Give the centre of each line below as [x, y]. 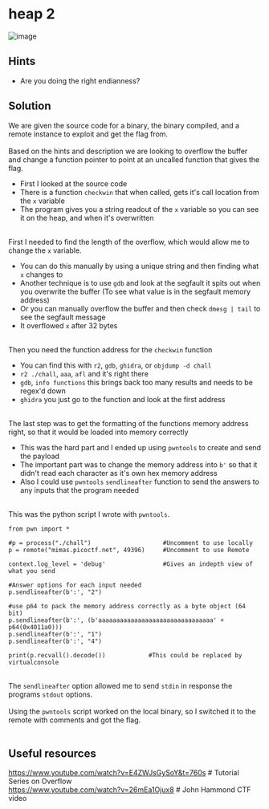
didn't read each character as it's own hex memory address [119, 473]
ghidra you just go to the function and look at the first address [122, 399]
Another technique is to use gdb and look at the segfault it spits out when [140, 283]
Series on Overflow [40, 781]
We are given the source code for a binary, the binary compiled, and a [124, 125]
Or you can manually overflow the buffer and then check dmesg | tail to [140, 308]
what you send [32, 571]
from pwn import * [39, 529]
